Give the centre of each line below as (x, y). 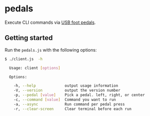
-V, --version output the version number (67, 90)
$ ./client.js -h (24, 59)
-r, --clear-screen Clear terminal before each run (73, 109)
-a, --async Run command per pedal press (69, 104)
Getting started (29, 38)
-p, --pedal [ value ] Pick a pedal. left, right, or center (79, 95)
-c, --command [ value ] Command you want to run (65, 100)
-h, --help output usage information (66, 86)
